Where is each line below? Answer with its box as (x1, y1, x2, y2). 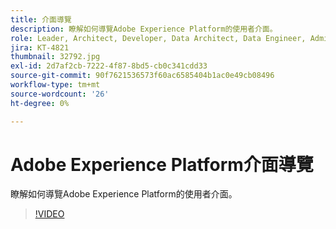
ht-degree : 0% (10, 98, 70, 108)
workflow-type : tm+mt (10, 80, 101, 90)
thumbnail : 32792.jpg (10, 52, 101, 62)
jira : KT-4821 (10, 42, 70, 53)
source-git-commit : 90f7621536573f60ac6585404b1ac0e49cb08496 (10, 71, 275, 81)
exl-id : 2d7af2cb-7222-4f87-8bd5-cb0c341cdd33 (10, 61, 208, 71)
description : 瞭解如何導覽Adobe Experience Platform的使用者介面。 (10, 24, 278, 34)
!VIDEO (34, 208, 65, 220)
